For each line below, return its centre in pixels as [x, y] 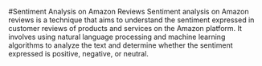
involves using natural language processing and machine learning [117, 37]
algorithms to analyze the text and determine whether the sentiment [121, 45]
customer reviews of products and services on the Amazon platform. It [125, 28]
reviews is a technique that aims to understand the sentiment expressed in [131, 20]
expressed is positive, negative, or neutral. [78, 54]
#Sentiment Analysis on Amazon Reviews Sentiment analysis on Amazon [129, 12]
